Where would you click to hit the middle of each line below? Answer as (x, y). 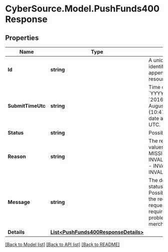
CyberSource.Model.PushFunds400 (82, 9)
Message (19, 202)
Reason (17, 156)
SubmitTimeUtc (27, 106)
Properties (22, 38)
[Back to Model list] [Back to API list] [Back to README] (62, 244)
